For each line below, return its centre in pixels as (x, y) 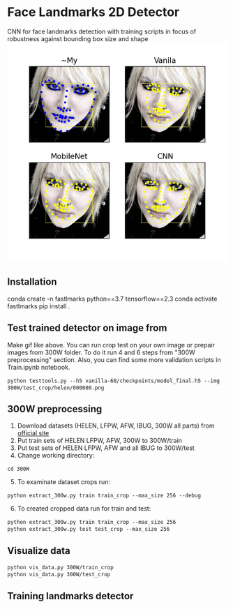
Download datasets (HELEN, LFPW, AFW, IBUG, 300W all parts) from (116, 426)
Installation (32, 282)
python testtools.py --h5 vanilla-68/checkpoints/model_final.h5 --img (113, 381)
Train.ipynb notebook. (39, 367)
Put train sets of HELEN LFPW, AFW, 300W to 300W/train (100, 441)
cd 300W (18, 469)
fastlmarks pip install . (39, 306)
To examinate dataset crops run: (63, 482)
